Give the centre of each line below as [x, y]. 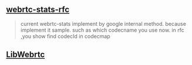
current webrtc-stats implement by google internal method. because [103, 23]
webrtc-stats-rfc [38, 10]
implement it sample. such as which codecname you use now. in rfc [102, 30]
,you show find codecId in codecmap [65, 36]
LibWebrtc [26, 55]
